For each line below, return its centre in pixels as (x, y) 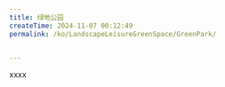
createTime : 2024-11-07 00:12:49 (71, 26)
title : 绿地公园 (36, 17)
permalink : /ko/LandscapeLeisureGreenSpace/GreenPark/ (113, 34)
